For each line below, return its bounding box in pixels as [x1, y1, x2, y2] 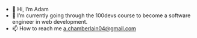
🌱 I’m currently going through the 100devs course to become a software [11, 12, 191, 19]
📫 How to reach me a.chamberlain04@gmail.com [11, 25, 137, 32]
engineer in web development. [11, 18, 88, 25]
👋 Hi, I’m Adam [11, 6, 49, 12]
